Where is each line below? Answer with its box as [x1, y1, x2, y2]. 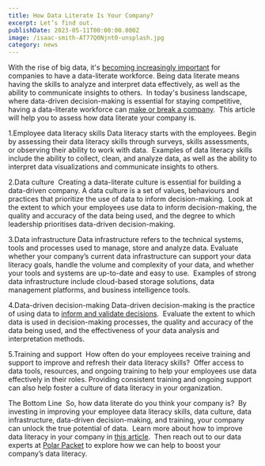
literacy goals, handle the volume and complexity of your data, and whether [8, 260, 255, 270]
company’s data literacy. [8, 449, 88, 459]
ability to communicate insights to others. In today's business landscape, [8, 88, 248, 97]
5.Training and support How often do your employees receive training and [8, 350, 251, 359]
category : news [8, 41, 59, 49]
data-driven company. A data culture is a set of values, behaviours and [8, 186, 240, 195]
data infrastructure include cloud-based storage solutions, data [8, 277, 215, 286]
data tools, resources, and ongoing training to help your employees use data [8, 366, 257, 376]
